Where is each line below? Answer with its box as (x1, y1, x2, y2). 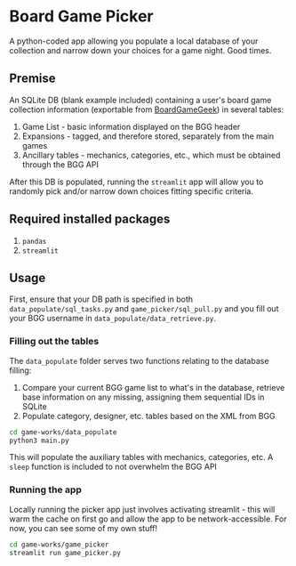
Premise (9, 71, 56, 86)
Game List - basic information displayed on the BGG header (21, 121, 241, 132)
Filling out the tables (9, 336, 100, 348)
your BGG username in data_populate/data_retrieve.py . (9, 313, 216, 324)
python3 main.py (9, 436, 69, 445)
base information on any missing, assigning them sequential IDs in (21, 392, 265, 402)
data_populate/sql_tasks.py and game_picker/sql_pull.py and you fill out (9, 303, 279, 314)
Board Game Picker (9, 6, 154, 27)
